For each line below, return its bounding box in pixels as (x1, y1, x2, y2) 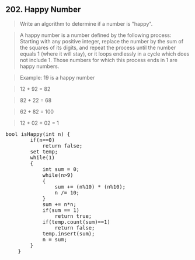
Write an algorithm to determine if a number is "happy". (19, 20, 153, 27)
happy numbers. (19, 63, 60, 70)
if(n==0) (30, 136, 55, 143)
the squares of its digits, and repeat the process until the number (19, 44, 176, 51)
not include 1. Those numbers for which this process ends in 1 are (19, 56, 177, 63)
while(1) (30, 154, 55, 160)
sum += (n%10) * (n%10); (54, 183, 126, 190)
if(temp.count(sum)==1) (42, 218, 110, 225)
